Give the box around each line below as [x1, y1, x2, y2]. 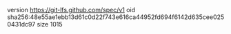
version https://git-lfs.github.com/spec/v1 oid [7, 6, 136, 14]
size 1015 [37, 20, 63, 28]
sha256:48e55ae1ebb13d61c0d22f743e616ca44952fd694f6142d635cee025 [7, 13, 225, 21]
